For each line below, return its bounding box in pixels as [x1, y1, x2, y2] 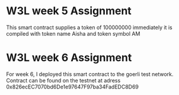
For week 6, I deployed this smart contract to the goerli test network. [6, 70, 174, 78]
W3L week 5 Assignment [6, 4, 132, 18]
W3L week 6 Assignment [6, 51, 132, 65]
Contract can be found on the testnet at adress [6, 77, 121, 84]
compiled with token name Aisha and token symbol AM [6, 30, 140, 37]
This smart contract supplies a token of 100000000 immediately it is [6, 24, 173, 31]
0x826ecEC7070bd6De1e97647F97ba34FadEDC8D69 [6, 83, 139, 90]
